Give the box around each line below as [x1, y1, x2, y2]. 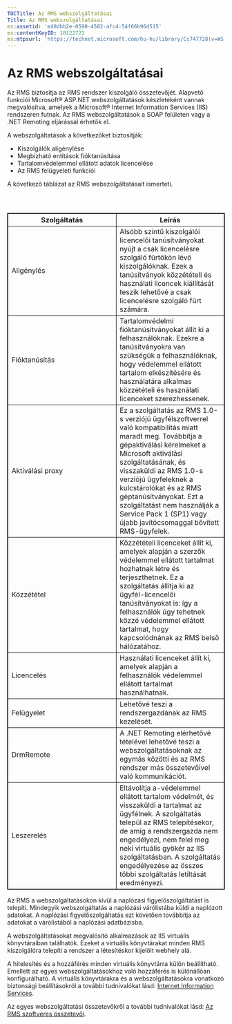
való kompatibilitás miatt [119, 423, 199, 432]
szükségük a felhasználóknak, [119, 351, 217, 360]
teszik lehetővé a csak [119, 287, 192, 297]
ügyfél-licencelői [119, 590, 176, 599]
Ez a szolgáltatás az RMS [119, 405, 202, 415]
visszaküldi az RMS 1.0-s [119, 466, 204, 476]
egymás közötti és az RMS [119, 754, 206, 764]
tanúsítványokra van [119, 342, 186, 352]
